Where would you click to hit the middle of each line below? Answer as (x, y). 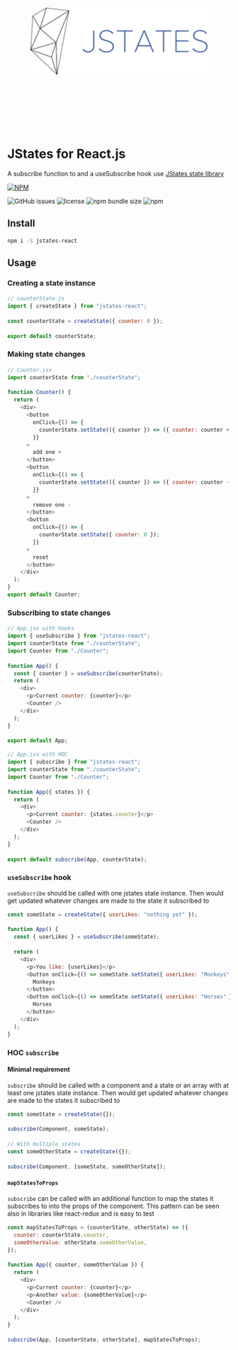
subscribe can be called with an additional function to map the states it (110, 1198)
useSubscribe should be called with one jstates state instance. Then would (115, 893)
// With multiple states (44, 1144)
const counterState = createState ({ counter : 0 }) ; (85, 321)
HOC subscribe (33, 1052)
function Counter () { (39, 392)
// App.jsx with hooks (41, 628)
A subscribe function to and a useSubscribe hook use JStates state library (116, 173)
